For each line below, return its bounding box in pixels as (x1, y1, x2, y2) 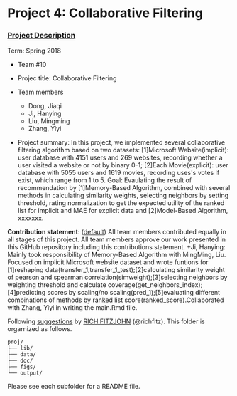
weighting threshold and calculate (7, 281, 106, 289)
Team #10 (17, 61, 47, 69)
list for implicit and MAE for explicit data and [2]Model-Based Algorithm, (17, 207, 228, 215)
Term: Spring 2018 (7, 46, 62, 55)
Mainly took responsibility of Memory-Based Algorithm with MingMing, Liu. (7, 251, 226, 259)
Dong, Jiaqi (28, 102, 62, 110)
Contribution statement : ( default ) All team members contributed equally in (7, 228, 227, 236)
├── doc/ (7, 358, 33, 365)
